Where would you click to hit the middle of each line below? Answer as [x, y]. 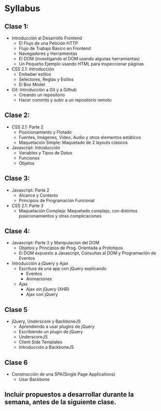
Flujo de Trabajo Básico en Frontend [55, 48]
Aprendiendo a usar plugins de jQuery [57, 326]
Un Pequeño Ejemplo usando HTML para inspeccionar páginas [81, 64]
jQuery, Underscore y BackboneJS [46, 322]
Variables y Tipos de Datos [45, 153]
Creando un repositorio [42, 95]
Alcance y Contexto [38, 195]
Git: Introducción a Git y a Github [44, 90]
